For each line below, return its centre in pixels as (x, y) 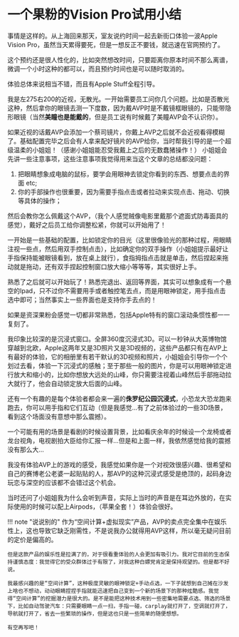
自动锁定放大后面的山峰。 (88, 383)
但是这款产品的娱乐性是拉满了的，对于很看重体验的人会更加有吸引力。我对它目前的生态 (116, 554)
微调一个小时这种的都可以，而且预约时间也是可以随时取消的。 (98, 68)
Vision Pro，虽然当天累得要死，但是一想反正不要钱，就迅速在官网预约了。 (116, 44)
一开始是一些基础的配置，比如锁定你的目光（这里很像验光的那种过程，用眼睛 (119, 240)
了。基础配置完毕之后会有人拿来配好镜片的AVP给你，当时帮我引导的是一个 (116, 141)
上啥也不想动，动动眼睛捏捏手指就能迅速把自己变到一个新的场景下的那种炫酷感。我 (111, 591)
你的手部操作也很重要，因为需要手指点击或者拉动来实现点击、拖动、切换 (123, 192)
